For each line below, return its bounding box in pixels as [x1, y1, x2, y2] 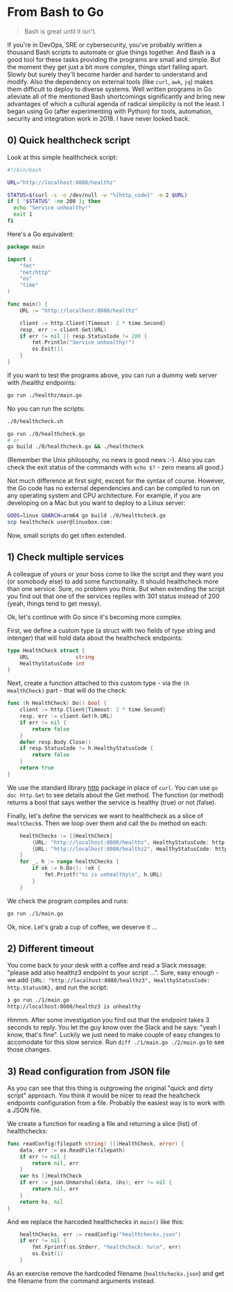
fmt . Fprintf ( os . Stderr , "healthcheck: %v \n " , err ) [32, 1244, 182, 1251]
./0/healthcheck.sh [7, 417, 64, 424]
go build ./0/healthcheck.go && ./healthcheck [7, 443, 144, 450]
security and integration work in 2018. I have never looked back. [7, 114, 191, 122]
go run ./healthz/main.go [7, 392, 82, 399]
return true [19, 765, 54, 772]
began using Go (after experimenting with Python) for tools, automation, [7, 107, 213, 115]
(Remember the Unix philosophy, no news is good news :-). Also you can [7, 456, 215, 464]
